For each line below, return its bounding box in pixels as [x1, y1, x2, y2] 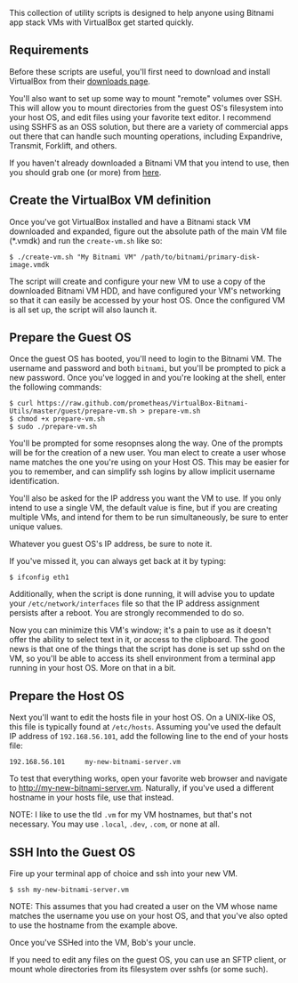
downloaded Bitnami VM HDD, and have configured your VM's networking [9, 285, 282, 296]
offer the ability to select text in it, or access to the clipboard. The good [9, 634, 270, 645]
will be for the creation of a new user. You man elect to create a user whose [9, 447, 286, 458]
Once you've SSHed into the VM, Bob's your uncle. [9, 938, 197, 948]
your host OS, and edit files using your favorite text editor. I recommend [9, 111, 271, 123]
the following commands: [9, 382, 102, 392]
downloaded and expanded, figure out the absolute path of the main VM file [9, 226, 287, 237]
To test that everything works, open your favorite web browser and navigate [9, 773, 287, 784]
